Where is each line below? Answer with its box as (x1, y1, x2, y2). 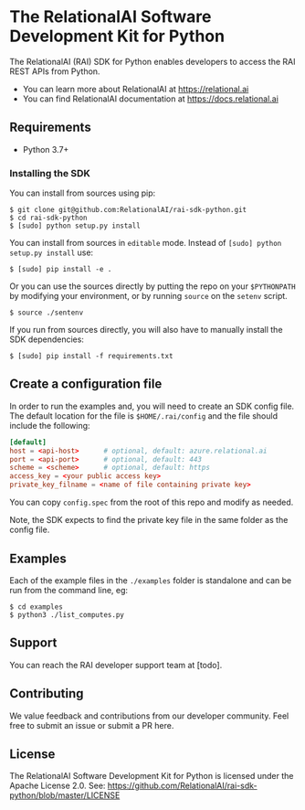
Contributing (9, 686, 84, 701)
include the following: (9, 420, 90, 431)
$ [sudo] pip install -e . (9, 265, 112, 274)
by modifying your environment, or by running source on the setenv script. (9, 291, 288, 302)
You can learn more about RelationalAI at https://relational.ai (22, 83, 249, 94)
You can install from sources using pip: (9, 187, 156, 198)
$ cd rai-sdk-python (9, 213, 89, 223)
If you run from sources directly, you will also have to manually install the (9, 325, 283, 336)
